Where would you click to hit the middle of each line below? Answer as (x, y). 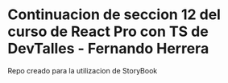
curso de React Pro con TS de (108, 32)
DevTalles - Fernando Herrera (108, 49)
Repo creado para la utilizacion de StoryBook (83, 70)
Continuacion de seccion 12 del (114, 15)
